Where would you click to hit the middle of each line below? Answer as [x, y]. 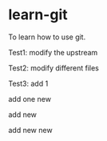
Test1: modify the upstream [53, 52]
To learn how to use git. [47, 37]
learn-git [38, 15]
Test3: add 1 [28, 83]
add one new [30, 99]
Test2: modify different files [54, 68]
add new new [31, 130]
